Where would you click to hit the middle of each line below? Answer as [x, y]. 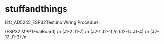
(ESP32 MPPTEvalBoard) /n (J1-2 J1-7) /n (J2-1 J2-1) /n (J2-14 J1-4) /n [77, 31]
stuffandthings [36, 9]
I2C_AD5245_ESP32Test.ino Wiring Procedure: [52, 22]
